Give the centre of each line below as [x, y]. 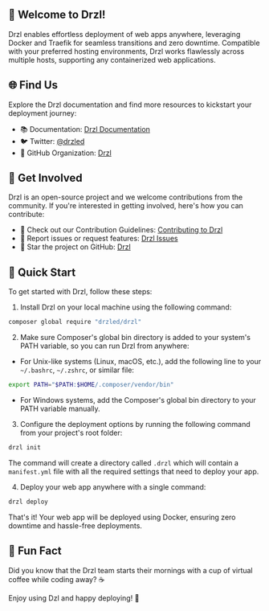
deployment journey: [43, 113]
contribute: [26, 215]
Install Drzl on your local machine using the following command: [126, 307]
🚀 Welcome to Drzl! [57, 15]
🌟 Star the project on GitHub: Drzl [75, 247]
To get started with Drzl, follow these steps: [80, 292]
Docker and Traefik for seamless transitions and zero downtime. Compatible [134, 43]
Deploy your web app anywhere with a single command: [113, 486]
